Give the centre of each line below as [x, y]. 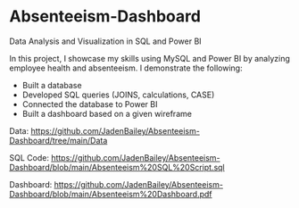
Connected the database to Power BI [90, 104]
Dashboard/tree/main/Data [58, 140]
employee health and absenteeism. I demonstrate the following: [126, 68]
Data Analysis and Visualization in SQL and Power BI [106, 41]
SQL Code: [29, 157]
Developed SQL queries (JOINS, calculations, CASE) [118, 95]
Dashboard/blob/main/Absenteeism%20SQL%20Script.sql [117, 167]
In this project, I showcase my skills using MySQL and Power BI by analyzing [149, 58]
